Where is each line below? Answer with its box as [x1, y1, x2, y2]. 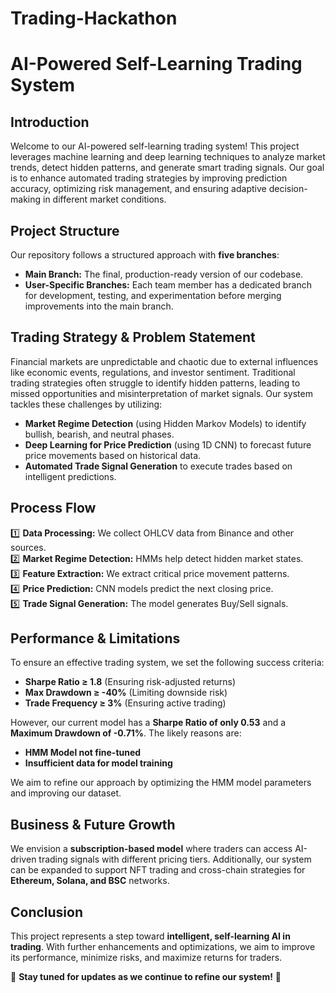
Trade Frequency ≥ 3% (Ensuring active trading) [24, 697, 227, 709]
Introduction [10, 113, 90, 131]
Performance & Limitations [10, 630, 181, 647]
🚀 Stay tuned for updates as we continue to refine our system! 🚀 [10, 971, 282, 983]
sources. [10, 541, 47, 553]
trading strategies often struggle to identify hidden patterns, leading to [10, 377, 301, 389]
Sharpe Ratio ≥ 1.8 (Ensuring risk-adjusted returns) [24, 676, 237, 688]
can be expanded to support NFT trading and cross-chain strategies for [10, 864, 306, 876]
